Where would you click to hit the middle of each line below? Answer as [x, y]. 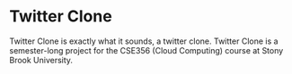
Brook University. [41, 60]
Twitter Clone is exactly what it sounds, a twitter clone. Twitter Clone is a [144, 41]
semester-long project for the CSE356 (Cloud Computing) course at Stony [146, 50]
